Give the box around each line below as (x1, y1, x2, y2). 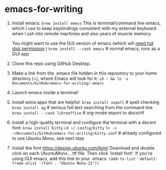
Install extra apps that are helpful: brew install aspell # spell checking (11, 99, 160, 105)
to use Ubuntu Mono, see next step (11, 135, 85, 141)
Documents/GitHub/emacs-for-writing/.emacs (11, 81, 104, 86)
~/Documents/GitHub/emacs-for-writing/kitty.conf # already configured (11, 130, 162, 136)
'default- (137, 156, 158, 162)
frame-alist (11, 161, 37, 166)
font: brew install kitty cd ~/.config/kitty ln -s (11, 125, 117, 131)
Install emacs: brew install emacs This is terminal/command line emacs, (11, 20, 161, 26)
